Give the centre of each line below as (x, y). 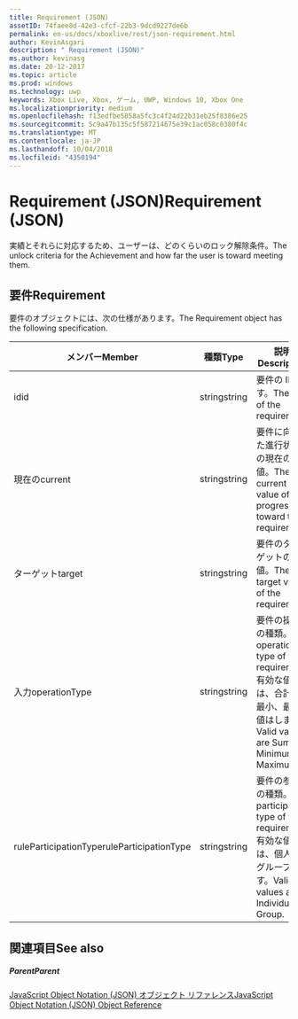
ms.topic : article (43, 75)
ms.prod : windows (41, 83)
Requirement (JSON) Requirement (135, 201)
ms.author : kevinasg (47, 58)
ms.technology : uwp (45, 91)
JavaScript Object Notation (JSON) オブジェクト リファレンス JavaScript (141, 994)
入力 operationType (53, 692)
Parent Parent (35, 971)
